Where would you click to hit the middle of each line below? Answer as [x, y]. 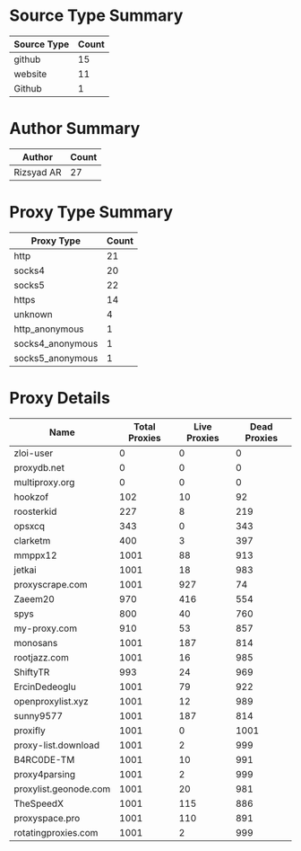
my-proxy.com [46, 628]
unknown [33, 314]
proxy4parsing [45, 774]
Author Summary [75, 129]
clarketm [32, 540]
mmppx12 [35, 555]
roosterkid [35, 511]
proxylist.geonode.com [62, 789]
